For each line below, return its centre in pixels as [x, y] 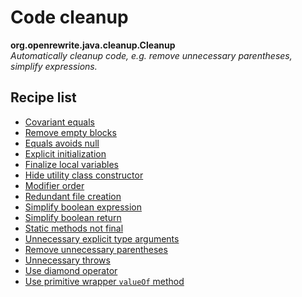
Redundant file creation [73, 196]
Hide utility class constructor [84, 175]
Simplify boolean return [73, 217]
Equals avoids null [62, 143]
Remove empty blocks [70, 132]
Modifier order [54, 185]
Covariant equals [59, 122]
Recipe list [43, 97]
